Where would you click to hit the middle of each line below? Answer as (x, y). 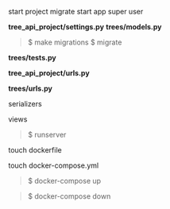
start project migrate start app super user (76, 12)
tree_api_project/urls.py (49, 73)
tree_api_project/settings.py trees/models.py (85, 27)
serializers (25, 104)
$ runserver (47, 135)
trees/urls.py (31, 88)
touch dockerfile (35, 150)
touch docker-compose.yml (54, 165)
